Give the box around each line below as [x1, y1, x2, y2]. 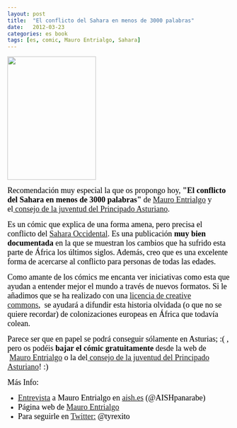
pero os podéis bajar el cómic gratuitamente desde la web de [7, 344, 207, 354]
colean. [7, 319, 30, 329]
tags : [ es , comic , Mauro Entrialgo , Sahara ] [7, 37, 141, 44]
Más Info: [7, 378, 39, 388]
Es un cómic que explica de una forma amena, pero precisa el [7, 220, 203, 230]
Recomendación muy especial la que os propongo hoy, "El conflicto [7, 185, 226, 195]
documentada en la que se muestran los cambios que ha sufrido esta [7, 238, 226, 248]
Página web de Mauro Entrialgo [17, 403, 120, 412]
